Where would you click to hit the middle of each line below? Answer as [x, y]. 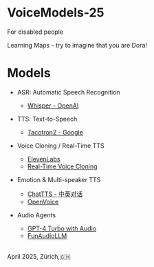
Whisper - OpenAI [53, 106]
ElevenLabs [44, 159]
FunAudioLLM [47, 235]
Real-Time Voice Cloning [62, 166]
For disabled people [35, 32]
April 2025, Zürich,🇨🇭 [39, 256]
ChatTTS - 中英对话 [55, 194]
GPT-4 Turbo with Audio [62, 228]
